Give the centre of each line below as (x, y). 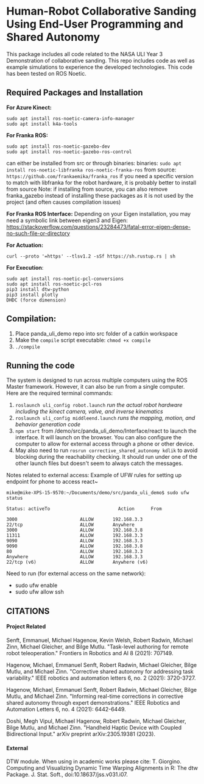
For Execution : (25, 267)
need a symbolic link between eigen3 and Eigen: (67, 220)
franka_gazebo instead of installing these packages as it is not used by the (100, 195)
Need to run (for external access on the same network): (76, 574)
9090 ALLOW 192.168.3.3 (75, 541)
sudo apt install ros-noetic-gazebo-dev (58, 146)
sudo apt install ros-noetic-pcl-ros (54, 284)
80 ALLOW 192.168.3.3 (75, 552)
